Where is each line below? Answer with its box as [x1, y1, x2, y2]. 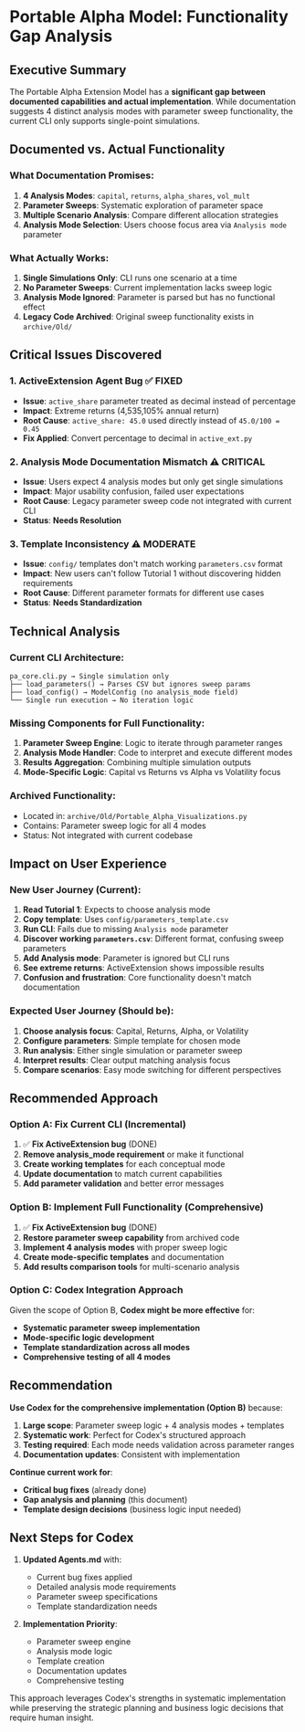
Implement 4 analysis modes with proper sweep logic [22, 1242, 228, 1253]
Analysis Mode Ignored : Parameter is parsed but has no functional [22, 291, 276, 302]
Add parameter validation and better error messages [22, 1178, 225, 1189]
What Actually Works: [9, 251, 110, 264]
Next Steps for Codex [9, 1530, 134, 1546]
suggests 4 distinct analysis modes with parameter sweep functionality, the [9, 106, 294, 116]
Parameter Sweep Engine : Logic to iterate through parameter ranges [22, 738, 283, 749]
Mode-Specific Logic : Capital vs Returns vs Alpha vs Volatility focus [22, 767, 281, 778]
